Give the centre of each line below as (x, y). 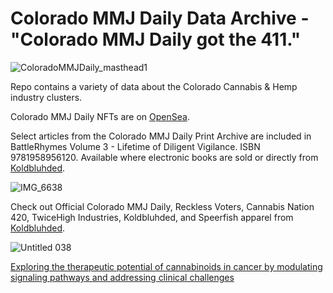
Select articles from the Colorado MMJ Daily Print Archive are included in (161, 136)
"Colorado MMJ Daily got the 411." (156, 39)
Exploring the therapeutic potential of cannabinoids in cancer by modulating (166, 266)
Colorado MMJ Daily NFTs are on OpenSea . (100, 116)
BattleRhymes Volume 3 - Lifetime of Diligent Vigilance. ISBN (135, 146)
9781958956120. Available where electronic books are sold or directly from (164, 157)
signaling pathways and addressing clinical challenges (122, 277)
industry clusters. (46, 97)
